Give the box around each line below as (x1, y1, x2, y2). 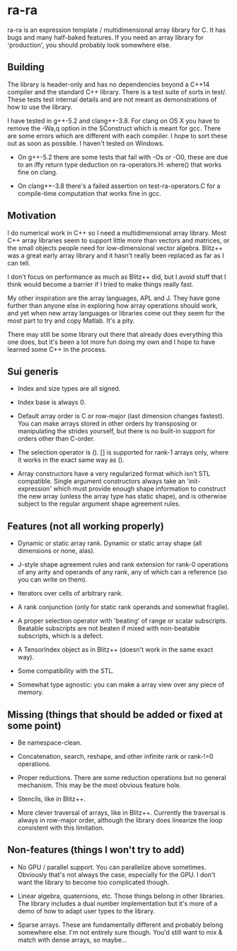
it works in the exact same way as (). (17, 456, 125, 465)
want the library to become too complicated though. (17, 878, 170, 886)
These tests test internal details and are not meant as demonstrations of (7, 95, 217, 104)
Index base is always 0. (17, 398, 86, 406)
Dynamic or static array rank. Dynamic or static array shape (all (17, 539, 202, 547)
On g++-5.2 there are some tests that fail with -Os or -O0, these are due (17, 152, 229, 161)
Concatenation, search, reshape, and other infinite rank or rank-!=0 (17, 752, 214, 760)
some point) (7, 719, 62, 732)
